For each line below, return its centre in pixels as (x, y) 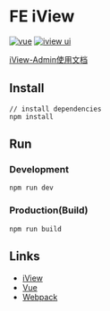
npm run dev (31, 188)
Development (39, 170)
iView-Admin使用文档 (48, 59)
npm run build (36, 229)
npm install (31, 117)
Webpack (40, 297)
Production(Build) (49, 210)
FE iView (42, 17)
